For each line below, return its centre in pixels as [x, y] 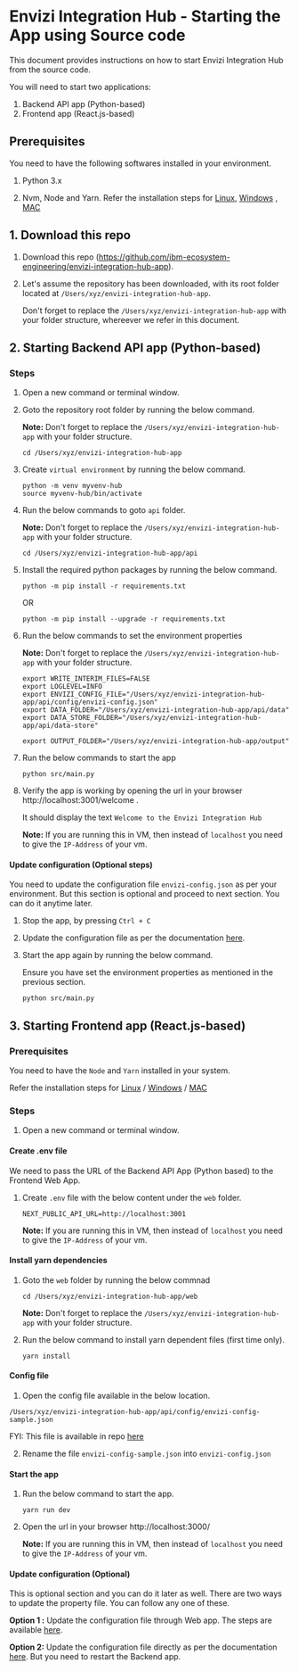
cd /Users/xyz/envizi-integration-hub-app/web [110, 1296]
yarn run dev [46, 1510]
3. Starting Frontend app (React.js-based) [128, 1026]
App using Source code [97, 35]
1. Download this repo [70, 235]
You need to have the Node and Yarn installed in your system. [120, 1071]
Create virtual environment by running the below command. [134, 469]
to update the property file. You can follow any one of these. [119, 1603]
